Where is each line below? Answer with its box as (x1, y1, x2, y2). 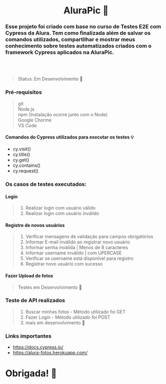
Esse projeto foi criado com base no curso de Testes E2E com (5, 23, 161, 30)
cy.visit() (12, 146, 31, 152)
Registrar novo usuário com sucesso (25, 261, 103, 267)
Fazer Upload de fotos (5, 272, 53, 278)
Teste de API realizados (5, 297, 66, 304)
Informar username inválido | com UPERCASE (25, 250, 122, 256)
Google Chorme (17, 117, 52, 123)
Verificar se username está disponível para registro (25, 255, 134, 261)
